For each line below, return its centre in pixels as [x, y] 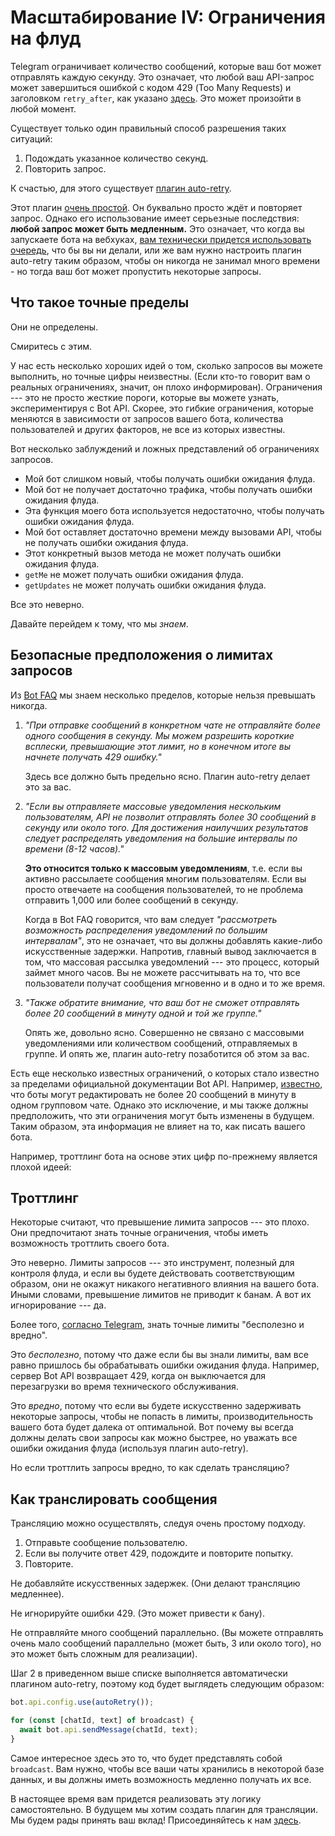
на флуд [46, 38]
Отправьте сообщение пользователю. [106, 1543]
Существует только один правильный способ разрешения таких [148, 128]
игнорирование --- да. [58, 1305]
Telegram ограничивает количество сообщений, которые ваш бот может [166, 66]
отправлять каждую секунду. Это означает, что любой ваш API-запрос [162, 77]
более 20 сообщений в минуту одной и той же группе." [143, 1013]
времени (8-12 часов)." [74, 848]
